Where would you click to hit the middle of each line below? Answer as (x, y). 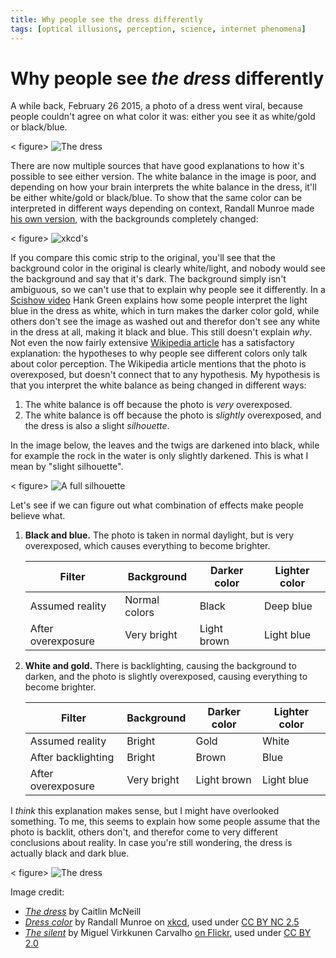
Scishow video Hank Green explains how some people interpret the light (159, 300)
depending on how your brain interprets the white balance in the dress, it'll (163, 187)
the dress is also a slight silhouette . (97, 426)
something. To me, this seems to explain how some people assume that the (165, 822)
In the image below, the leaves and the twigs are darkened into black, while (165, 445)
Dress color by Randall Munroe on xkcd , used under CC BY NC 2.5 (162, 922)
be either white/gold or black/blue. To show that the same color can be (156, 198)
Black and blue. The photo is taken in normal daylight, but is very (159, 535)
